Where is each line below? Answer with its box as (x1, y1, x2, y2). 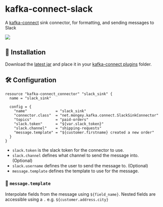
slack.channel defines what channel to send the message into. (12, 152, 139, 158)
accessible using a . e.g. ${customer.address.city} (5, 196, 109, 202)
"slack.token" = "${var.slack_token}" (14, 121, 104, 126)
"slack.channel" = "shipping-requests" (14, 126, 102, 131)
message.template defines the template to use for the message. (12, 168, 140, 174)
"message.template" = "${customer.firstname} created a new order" (14, 130, 154, 135)
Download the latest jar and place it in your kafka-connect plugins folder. (5, 61, 152, 67)
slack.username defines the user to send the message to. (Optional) (12, 162, 148, 168)
